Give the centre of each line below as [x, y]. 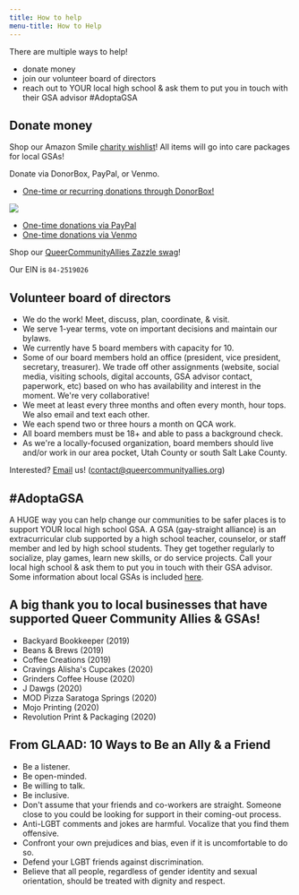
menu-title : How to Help [56, 26]
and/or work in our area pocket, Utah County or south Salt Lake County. [155, 452]
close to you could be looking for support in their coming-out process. [152, 814]
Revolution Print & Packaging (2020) [89, 717]
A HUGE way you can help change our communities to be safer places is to [148, 520]
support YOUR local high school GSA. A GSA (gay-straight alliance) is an [143, 529]
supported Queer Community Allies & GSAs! [135, 619]
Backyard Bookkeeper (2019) [76, 641]
